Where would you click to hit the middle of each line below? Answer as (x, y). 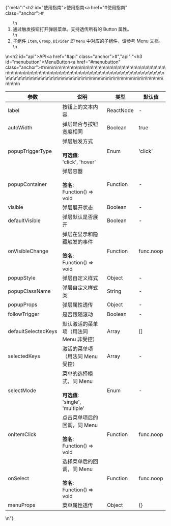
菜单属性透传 (78, 505)
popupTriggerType (30, 151)
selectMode (22, 390)
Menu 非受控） (80, 339)
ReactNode (120, 110)
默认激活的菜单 (80, 324)
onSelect (19, 478)
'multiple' (74, 408)
